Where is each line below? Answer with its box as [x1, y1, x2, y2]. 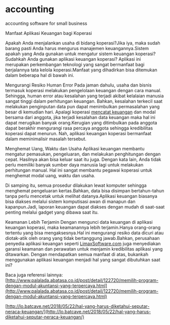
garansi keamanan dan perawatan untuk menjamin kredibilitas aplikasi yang [5, 246, 163, 252]
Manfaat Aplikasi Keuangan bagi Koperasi [5, 30, 92, 36]
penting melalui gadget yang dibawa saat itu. [5, 209, 99, 215]
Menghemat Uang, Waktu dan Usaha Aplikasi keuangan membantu [5, 145, 145, 151]
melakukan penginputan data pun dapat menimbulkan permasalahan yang [5, 103, 160, 109]
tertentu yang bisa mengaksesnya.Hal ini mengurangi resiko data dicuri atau [5, 229, 164, 236]
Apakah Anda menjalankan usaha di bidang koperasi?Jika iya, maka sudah [5, 39, 160, 46]
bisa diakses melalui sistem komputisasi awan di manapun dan [5, 198, 136, 205]
